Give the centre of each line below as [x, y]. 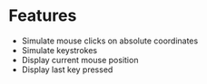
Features [43, 16]
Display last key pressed [67, 70]
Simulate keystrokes [59, 50]
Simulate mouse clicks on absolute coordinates [110, 41]
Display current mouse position [80, 60]
